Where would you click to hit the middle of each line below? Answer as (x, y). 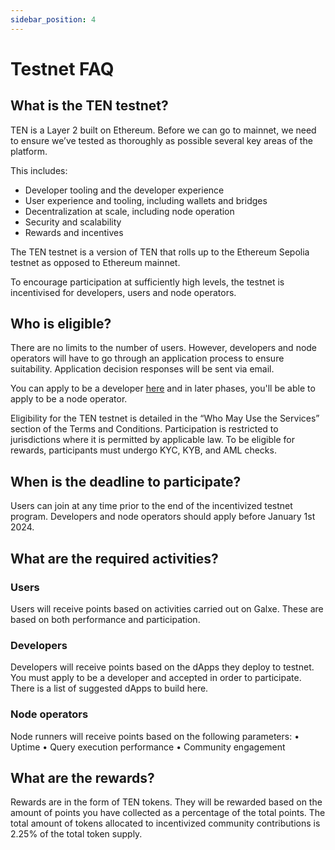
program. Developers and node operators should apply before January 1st (163, 517)
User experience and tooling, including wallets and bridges (146, 200)
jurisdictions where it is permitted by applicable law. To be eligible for (152, 440)
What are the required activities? (114, 558)
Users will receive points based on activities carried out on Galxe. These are (167, 608)
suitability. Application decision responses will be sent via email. (142, 369)
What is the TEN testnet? (89, 106)
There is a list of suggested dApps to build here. (109, 688)
